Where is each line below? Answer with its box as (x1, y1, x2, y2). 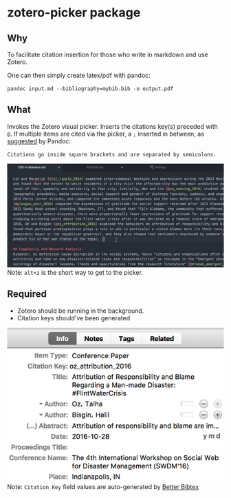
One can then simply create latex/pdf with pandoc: (7, 71, 151, 79)
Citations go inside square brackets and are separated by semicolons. (7, 151, 217, 158)
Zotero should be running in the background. (16, 307, 144, 315)
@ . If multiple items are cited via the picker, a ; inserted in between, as (7, 129, 205, 138)
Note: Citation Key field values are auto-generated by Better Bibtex (7, 482, 199, 490)
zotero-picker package (7, 5, 141, 21)
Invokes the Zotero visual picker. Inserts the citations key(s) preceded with (7, 122, 218, 130)
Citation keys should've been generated (16, 313, 131, 322)
